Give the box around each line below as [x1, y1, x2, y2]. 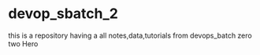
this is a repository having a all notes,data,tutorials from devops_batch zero [8, 31, 252, 40]
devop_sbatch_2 [8, 5, 118, 23]
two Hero [8, 38, 39, 48]
